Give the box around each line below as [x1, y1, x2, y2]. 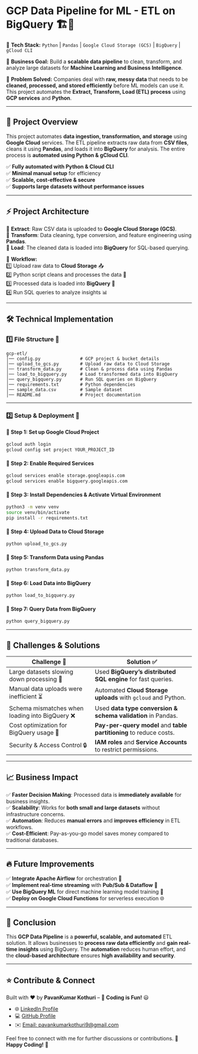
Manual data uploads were [9, 685, 82, 693]
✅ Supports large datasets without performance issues [6, 183, 144, 190]
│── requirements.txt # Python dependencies [6, 382, 136, 388]
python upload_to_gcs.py [6, 541, 67, 547]
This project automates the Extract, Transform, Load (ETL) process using [6, 88, 186, 95]
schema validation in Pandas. [94, 712, 178, 720]
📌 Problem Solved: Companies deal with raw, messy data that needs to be [6, 75, 189, 83]
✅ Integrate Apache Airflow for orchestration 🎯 [6, 875, 123, 882]
